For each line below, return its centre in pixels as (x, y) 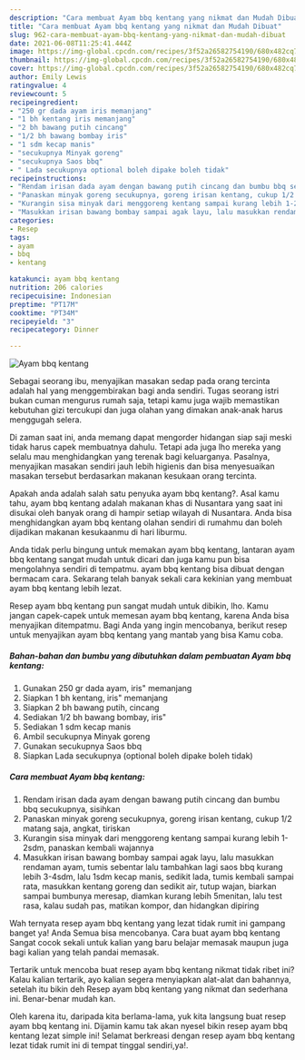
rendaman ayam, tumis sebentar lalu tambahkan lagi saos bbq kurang (152, 867)
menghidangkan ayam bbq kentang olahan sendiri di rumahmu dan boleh (146, 522)
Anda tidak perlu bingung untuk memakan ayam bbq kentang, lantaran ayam (152, 550)
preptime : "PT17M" (44, 304)
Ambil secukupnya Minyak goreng (86, 737)
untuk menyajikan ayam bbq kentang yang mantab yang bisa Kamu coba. (147, 635)
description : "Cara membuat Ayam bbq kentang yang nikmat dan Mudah (142, 18)
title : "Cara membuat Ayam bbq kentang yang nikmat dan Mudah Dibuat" (146, 26)
